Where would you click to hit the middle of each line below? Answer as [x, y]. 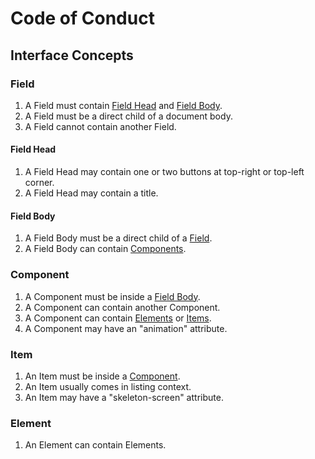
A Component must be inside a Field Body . [112, 296]
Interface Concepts [72, 55]
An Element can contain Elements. [95, 445]
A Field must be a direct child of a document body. [128, 116]
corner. [39, 183]
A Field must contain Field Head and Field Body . [123, 105]
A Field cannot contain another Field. [100, 126]
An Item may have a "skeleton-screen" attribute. [124, 397]
